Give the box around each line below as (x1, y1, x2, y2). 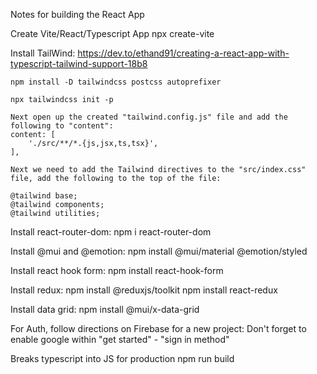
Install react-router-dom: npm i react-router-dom (10, 226, 212, 238)
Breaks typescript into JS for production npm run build (10, 353, 235, 364)
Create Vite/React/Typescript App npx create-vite (10, 28, 215, 39)
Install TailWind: (10, 47, 76, 59)
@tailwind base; (10, 191, 78, 201)
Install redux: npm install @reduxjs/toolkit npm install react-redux (10, 284, 278, 296)
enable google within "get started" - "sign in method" (10, 334, 230, 345)
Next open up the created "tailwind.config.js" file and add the (10, 112, 288, 122)
